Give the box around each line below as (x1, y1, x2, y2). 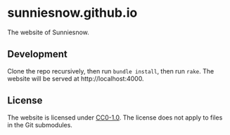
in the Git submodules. (7, 120, 72, 129)
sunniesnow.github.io (7, 5, 138, 21)
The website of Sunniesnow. (7, 28, 89, 36)
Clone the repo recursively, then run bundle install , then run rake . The (7, 66, 215, 75)
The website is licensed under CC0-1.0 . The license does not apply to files (7, 113, 223, 122)
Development (7, 48, 68, 60)
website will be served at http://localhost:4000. (7, 74, 144, 83)
